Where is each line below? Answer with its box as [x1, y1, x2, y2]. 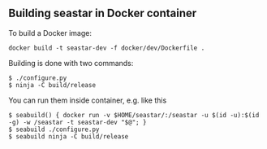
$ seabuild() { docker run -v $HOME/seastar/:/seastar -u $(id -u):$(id [8, 111, 260, 119]
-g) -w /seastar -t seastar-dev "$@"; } [8, 118, 148, 126]
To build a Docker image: [8, 28, 92, 37]
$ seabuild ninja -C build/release [8, 132, 129, 141]
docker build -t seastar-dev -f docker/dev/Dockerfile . [8, 44, 205, 52]
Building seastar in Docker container [8, 7, 197, 20]
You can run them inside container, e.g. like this [8, 95, 167, 105]
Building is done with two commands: [8, 58, 134, 68]
